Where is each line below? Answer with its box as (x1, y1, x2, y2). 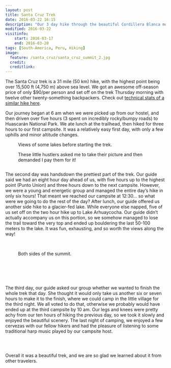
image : (5, 50, 19, 55)
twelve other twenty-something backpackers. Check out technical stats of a (5, 95, 164, 101)
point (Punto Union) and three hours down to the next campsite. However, (5, 182, 160, 188)
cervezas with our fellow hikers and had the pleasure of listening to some (5, 323, 159, 329)
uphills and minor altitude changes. (5, 132, 79, 138)
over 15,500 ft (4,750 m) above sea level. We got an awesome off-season (5, 84, 159, 90)
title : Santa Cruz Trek (5, 12, 56, 17)
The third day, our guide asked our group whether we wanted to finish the (5, 285, 160, 291)
